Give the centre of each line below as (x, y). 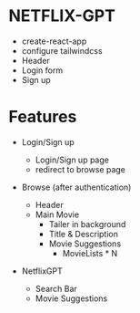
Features (43, 117)
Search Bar (56, 288)
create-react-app (54, 41)
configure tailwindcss (62, 50)
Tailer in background (87, 224)
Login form (42, 70)
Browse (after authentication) (76, 187)
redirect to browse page (80, 169)
